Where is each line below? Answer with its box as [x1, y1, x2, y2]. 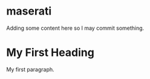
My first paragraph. [6, 66, 54, 73]
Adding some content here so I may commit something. [6, 24, 145, 32]
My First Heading [6, 46, 95, 60]
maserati [6, 4, 52, 18]
